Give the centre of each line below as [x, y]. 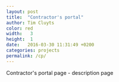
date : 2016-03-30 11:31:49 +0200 [50, 45]
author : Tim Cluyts [30, 23]
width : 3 [20, 34]
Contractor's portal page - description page [60, 72]
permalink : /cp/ [26, 56]
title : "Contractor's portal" [45, 17]
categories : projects [33, 51]
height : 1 [20, 39]
